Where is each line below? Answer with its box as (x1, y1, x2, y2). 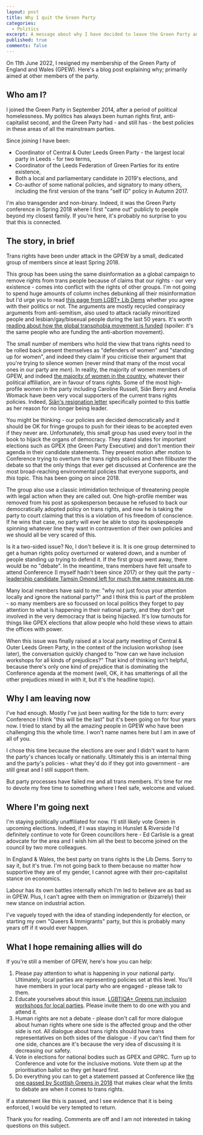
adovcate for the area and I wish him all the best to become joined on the (6, 837, 188, 845)
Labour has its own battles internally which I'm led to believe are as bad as (6, 886, 192, 894)
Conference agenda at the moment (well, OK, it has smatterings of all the (6, 669, 188, 677)
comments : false (6, 43, 47, 49)
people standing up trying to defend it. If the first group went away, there (6, 555, 188, 563)
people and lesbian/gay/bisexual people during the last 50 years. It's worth (6, 315, 192, 323)
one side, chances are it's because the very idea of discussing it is (14, 1040, 181, 1048)
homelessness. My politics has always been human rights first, (6, 112, 163, 119)
